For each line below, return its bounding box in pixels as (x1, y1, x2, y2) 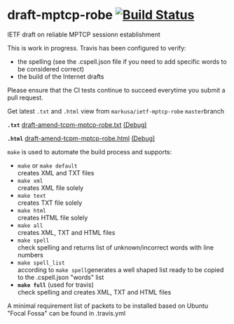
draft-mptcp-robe (7, 7, 113, 23)
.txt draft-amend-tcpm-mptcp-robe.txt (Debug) (7, 120, 147, 129)
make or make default (17, 161, 78, 170)
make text (17, 192, 47, 199)
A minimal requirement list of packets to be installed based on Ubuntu (7, 302, 209, 310)
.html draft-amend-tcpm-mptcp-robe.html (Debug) (7, 134, 156, 142)
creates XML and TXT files (17, 168, 95, 177)
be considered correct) (17, 65, 85, 73)
